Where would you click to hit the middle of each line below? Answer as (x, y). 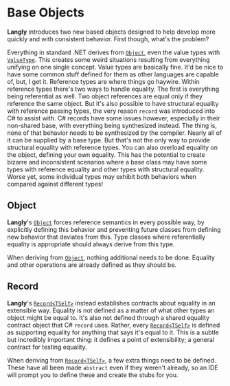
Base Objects (46, 13)
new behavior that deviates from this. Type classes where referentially (106, 237)
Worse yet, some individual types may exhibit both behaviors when (102, 176)
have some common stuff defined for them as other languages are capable (113, 74)
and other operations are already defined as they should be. (92, 265)
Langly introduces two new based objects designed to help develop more (112, 32)
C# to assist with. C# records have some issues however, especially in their (114, 118)
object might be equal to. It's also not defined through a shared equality (108, 317)
